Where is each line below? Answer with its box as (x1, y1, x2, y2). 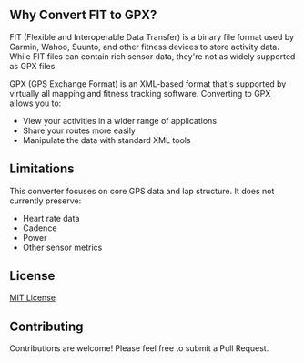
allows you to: (9, 98, 62, 109)
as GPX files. (9, 60, 57, 71)
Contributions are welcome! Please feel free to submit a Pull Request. (9, 343, 269, 354)
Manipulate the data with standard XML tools (22, 134, 191, 145)
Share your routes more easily (22, 125, 137, 136)
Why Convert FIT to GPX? (9, 7, 157, 23)
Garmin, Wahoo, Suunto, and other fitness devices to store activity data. (9, 41, 279, 52)
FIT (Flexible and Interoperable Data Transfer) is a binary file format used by (9, 31, 294, 42)
